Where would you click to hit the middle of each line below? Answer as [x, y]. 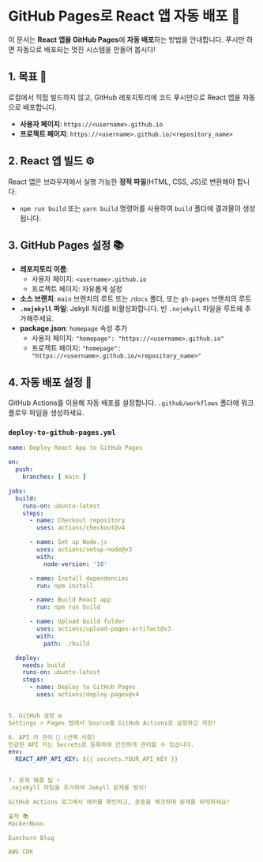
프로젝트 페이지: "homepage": [76, 348]
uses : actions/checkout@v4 [81, 528]
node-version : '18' [75, 564]
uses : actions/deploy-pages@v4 [88, 695]
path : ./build [66, 643]
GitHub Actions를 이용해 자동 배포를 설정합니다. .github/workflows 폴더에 [124, 403]
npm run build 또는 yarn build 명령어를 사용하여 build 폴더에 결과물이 [130, 208]
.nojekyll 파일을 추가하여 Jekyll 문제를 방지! [78, 788]
